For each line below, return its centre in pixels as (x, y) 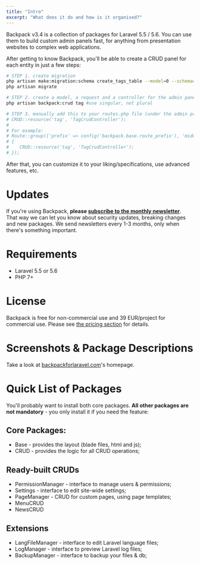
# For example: (25, 131)
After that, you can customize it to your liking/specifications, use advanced (98, 164)
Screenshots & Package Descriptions (100, 348)
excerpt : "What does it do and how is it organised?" (74, 17)
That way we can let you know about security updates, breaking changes (96, 217)
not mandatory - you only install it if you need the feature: (77, 412)
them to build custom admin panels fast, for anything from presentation (93, 41)
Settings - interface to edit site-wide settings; (71, 490)
